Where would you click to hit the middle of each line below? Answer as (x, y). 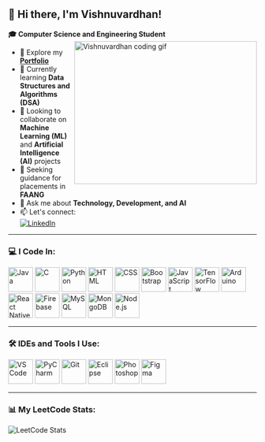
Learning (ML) (43, 136)
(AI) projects (40, 161)
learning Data (42, 77)
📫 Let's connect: (48, 212)
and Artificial (41, 144)
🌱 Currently (38, 69)
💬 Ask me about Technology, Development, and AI (103, 202)
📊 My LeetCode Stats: (52, 410)
